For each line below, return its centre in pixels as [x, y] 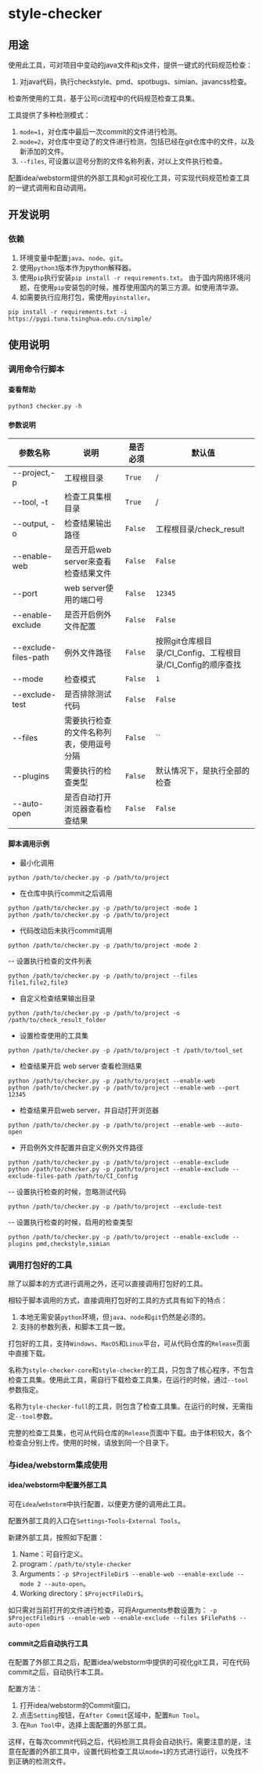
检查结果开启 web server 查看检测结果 [81, 1066]
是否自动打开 [88, 797]
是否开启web [88, 550]
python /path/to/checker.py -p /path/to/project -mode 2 [103, 945]
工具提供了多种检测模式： [49, 115]
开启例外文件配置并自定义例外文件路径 [81, 1147]
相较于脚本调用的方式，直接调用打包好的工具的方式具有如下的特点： [118, 1300]
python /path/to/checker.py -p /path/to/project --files [103, 976]
